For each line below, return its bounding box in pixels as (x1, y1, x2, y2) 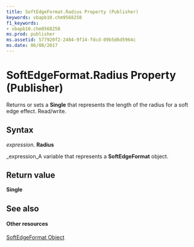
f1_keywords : (6, 20, 39, 26)
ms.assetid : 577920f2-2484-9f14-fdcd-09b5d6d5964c (6, 37, 136, 43)
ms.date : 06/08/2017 (6, 43, 58, 49)
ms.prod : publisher (6, 31, 55, 37)
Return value (6, 170, 55, 181)
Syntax (6, 125, 34, 136)
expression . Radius (6, 141, 54, 148)
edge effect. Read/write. (6, 107, 67, 114)
